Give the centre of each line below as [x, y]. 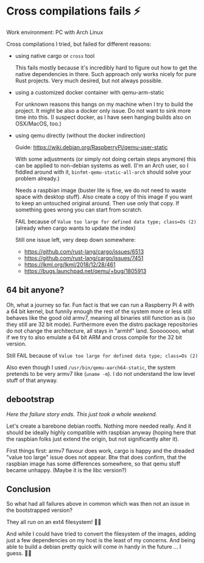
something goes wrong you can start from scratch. [79, 210]
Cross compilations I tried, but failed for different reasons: [79, 44]
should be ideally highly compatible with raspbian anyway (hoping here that [101, 432]
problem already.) [37, 178]
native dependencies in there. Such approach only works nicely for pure [106, 74]
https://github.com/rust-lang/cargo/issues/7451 [84, 258]
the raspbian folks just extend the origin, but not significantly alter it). [93, 439]
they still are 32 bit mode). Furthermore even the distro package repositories [102, 324]
